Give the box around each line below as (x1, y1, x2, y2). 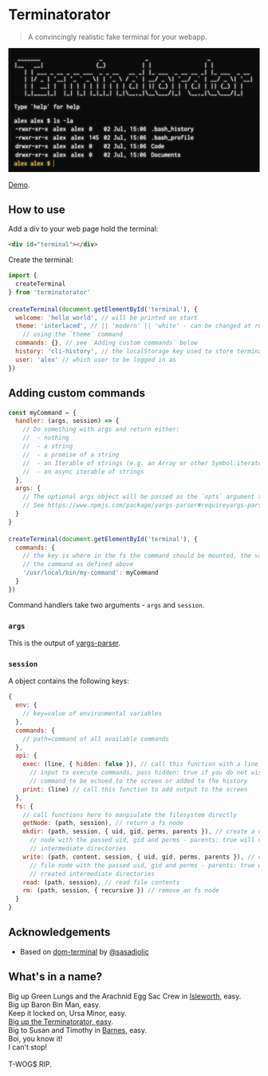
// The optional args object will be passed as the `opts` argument (22, 493, 255, 501)
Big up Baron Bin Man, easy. (8, 999, 101, 1009)
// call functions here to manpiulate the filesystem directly (22, 811, 238, 819)
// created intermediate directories (29, 870, 156, 878)
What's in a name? (8, 970, 103, 984)
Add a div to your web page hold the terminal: (8, 224, 159, 233)
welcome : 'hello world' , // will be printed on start (15, 313, 198, 321)
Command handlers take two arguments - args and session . (8, 600, 205, 609)
